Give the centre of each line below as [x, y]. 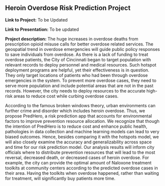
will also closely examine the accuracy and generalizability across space [79, 142]
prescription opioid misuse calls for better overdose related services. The [79, 44]
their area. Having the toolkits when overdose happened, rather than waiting [82, 173]
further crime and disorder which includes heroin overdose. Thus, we [75, 111]
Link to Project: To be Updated [36, 20]
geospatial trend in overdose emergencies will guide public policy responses [82, 49]
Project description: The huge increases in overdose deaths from [72, 39]
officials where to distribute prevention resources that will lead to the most [80, 152]
